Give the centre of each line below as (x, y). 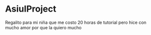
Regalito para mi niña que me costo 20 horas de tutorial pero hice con (76, 22)
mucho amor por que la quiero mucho (44, 27)
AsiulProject (31, 9)
